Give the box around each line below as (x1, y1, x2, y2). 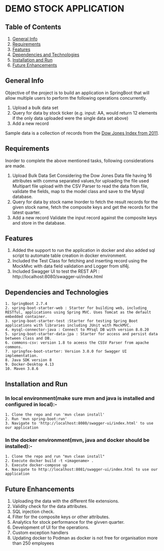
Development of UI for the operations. (12, 524, 90, 531)
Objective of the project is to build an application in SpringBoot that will (5, 90, 150, 96)
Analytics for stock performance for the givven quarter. (12, 519, 125, 525)
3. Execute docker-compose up (5, 463, 68, 468)
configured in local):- (5, 401, 57, 408)
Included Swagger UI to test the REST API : (12, 268, 100, 274)
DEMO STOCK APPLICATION (5, 3, 124, 14)
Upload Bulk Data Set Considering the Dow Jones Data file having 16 (12, 172, 152, 179)
